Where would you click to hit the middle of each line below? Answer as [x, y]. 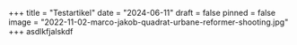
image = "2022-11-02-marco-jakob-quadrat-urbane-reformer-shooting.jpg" [148, 22]
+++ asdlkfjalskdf [41, 31]
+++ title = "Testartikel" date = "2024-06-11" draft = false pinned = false [142, 13]
